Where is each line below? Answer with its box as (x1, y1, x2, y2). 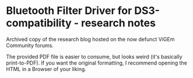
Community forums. (6, 42, 54, 49)
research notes (80, 16, 156, 30)
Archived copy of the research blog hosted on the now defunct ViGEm (6, 36, 175, 42)
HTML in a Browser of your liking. (6, 65, 86, 72)
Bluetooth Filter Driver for (6, 4, 132, 17)
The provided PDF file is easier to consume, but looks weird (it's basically (6, 53, 183, 60)
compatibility (6, 16, 72, 30)
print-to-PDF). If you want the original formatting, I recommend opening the (6, 59, 188, 66)
